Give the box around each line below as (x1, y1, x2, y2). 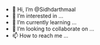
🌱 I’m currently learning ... (12, 19, 77, 26)
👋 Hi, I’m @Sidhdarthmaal (12, 6, 76, 13)
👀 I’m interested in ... (12, 12, 64, 19)
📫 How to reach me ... (12, 32, 68, 39)
